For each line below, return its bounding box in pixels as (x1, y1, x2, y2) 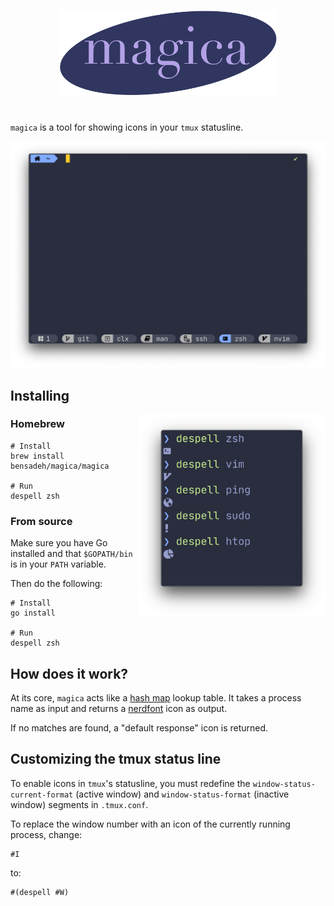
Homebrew (10, 417, 65, 431)
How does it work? (10, 665, 129, 682)
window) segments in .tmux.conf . (10, 798, 149, 810)
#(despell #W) (10, 887, 70, 897)
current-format (10, 790, 74, 800)
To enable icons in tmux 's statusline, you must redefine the (10, 777, 251, 789)
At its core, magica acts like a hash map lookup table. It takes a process (10, 691, 302, 704)
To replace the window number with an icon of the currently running (10, 818, 291, 830)
